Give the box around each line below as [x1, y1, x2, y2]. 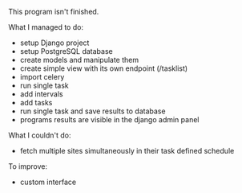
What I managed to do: [8, 23, 84, 31]
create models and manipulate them [19, 55, 139, 64]
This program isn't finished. [8, 7, 99, 16]
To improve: [8, 162, 48, 171]
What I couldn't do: [8, 130, 71, 140]
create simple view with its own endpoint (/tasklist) [19, 64, 188, 73]
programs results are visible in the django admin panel [19, 115, 200, 124]
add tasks [19, 98, 53, 107]
